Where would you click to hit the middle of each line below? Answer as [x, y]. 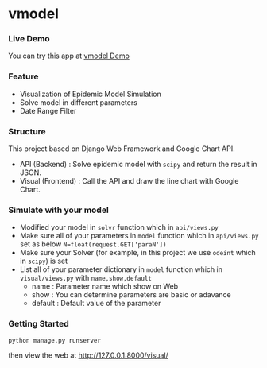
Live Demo [29, 39]
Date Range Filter [48, 110]
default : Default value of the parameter [96, 304]
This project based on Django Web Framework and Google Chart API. [122, 149]
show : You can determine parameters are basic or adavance [132, 295]
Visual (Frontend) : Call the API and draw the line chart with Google [129, 181]
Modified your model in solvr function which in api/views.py [119, 227]
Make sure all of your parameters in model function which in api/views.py [139, 236]
